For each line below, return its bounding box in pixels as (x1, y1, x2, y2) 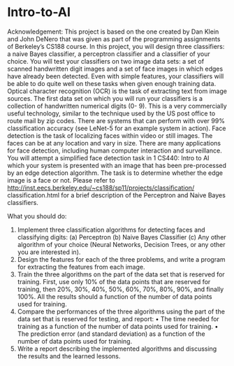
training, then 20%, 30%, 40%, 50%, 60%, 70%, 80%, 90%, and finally (17, 285, 224, 293)
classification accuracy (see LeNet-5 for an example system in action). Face (7, 124, 226, 132)
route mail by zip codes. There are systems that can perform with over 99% (7, 116, 226, 125)
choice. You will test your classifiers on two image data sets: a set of (7, 57, 205, 65)
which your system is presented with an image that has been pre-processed (7, 161, 227, 169)
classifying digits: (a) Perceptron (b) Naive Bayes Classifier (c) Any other (17, 232, 226, 241)
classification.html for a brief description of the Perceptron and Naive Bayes (7, 190, 226, 199)
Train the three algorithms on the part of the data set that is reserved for (17, 270, 225, 279)
